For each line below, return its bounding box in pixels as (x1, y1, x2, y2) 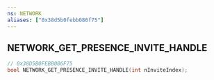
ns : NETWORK (7, 10, 42, 17)
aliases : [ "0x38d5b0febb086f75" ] (7, 17, 104, 23)
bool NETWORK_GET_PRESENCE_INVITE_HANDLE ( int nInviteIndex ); (7, 67, 188, 74)
